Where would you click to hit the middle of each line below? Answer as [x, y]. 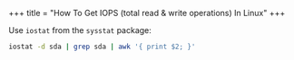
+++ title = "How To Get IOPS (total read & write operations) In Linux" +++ [147, 13]
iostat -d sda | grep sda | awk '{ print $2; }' [102, 47]
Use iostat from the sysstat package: [80, 30]
